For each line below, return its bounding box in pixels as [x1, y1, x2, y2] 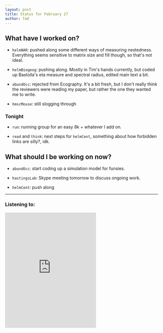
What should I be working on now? [5, 152, 112, 161]
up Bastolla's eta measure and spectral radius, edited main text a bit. [12, 72, 149, 78]
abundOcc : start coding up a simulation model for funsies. [12, 166, 125, 171]
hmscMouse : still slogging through [12, 101, 77, 107]
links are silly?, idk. [12, 139, 50, 145]
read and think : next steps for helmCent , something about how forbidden [12, 133, 157, 139]
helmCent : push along [12, 184, 55, 190]
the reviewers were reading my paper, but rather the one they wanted [12, 86, 151, 92]
